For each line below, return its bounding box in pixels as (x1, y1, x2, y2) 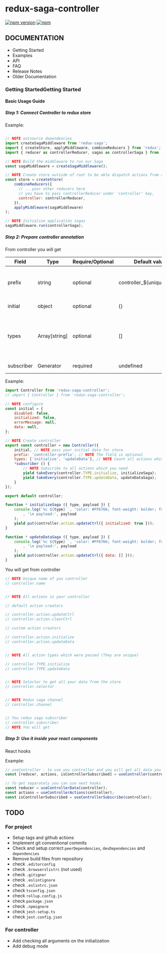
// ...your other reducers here (18, 187, 85, 191)
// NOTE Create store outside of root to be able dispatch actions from (5, 173, 159, 178)
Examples (12, 52, 33, 58)
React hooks (5, 748, 31, 754)
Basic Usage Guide (5, 98, 45, 104)
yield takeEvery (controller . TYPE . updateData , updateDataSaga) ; (23, 475, 157, 480)
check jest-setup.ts (12, 909, 56, 915)
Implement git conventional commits (12, 840, 87, 846)
